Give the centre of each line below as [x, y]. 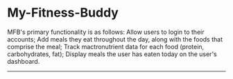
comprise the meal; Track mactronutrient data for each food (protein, [106, 46]
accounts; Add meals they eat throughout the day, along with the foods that [115, 39]
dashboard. [24, 61]
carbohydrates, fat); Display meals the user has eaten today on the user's [112, 54]
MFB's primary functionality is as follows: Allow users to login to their [106, 32]
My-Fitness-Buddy [63, 13]
